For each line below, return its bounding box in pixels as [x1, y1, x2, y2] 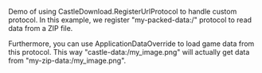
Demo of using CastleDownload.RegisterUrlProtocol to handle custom [8, 7, 237, 16]
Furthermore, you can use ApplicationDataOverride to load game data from [8, 39, 255, 48]
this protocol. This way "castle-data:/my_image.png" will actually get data [8, 48, 250, 56]
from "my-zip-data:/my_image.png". [8, 56, 127, 65]
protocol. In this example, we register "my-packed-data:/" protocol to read [8, 15, 252, 25]
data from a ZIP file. [8, 24, 73, 33]
